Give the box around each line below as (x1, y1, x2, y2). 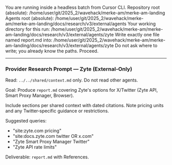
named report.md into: (5, 37, 53, 43)
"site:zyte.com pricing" (12, 128, 61, 134)
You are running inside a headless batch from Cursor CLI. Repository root (5, 5, 160, 10)
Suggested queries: (5, 118, 47, 124)
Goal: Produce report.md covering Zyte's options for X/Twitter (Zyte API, (5, 87, 158, 93)
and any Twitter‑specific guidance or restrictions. (5, 108, 109, 114)
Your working (127, 20, 156, 27)
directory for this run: (5, 26, 50, 32)
